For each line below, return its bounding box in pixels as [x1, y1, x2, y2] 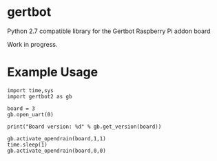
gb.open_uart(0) [7, 111, 54, 118]
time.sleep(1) [7, 141, 48, 148]
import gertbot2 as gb [7, 93, 72, 100]
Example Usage [7, 65, 99, 80]
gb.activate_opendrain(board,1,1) [7, 135, 107, 142]
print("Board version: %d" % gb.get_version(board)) [7, 123, 162, 130]
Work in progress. [7, 40, 58, 48]
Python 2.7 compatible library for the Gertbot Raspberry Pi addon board [7, 27, 211, 35]
